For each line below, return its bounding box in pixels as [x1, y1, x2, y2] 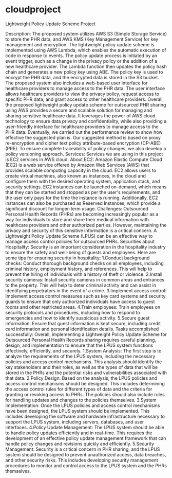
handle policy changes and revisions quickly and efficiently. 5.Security [5, 440, 155, 447]
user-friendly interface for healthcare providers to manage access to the [5, 123, 159, 130]
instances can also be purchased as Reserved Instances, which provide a [5, 200, 161, 206]
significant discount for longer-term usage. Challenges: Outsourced [5, 205, 149, 211]
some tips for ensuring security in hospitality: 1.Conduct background [5, 255, 150, 261]
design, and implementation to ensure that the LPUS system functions [5, 342, 154, 348]
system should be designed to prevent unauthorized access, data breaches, [5, 451, 166, 457]
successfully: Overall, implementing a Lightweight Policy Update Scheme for [5, 331, 167, 338]
